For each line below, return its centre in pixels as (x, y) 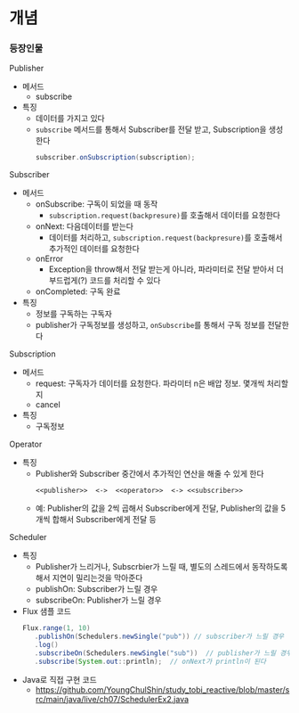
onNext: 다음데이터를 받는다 (84, 226)
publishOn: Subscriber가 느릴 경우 (97, 589)
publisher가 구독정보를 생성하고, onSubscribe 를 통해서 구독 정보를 (150, 325)
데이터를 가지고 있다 (70, 119)
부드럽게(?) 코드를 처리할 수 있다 (105, 281)
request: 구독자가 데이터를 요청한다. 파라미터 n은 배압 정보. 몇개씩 (150, 383)
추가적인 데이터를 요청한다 (94, 249)
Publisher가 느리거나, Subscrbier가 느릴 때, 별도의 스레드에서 (143, 567)
